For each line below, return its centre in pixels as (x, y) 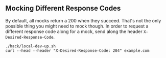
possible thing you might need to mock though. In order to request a (77, 26)
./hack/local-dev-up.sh (31, 46)
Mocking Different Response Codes (63, 8)
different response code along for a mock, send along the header (74, 31)
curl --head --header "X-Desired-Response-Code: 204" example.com (77, 50)
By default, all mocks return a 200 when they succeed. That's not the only (83, 20)
